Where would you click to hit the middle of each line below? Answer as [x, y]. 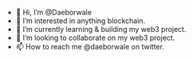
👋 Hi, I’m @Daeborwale [53, 12]
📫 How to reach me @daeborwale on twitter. [90, 47]
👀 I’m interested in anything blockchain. [81, 21]
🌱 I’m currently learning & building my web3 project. [101, 29]
